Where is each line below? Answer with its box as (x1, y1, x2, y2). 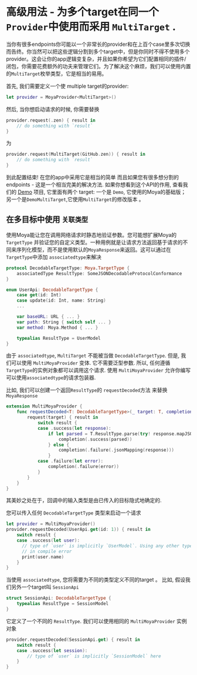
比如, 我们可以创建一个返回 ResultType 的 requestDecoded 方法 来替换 (6, 386, 168, 394)
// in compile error (21, 548, 72, 554)
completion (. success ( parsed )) (58, 436, 133, 442)
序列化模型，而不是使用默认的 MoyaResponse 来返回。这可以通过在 (16, 246, 171, 253)
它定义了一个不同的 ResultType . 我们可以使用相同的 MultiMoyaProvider (6, 617, 176, 624)
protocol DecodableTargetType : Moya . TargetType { (6, 265, 130, 271)
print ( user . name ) (21, 554, 64, 560)
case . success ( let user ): (16, 537, 80, 543)
